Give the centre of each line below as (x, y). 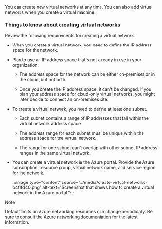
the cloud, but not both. (43, 80)
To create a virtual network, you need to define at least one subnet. (80, 109)
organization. (25, 65)
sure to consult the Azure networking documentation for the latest (71, 217)
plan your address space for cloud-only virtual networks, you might (87, 94)
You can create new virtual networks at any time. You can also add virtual (79, 7)
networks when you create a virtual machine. (51, 12)
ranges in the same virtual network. (55, 153)
